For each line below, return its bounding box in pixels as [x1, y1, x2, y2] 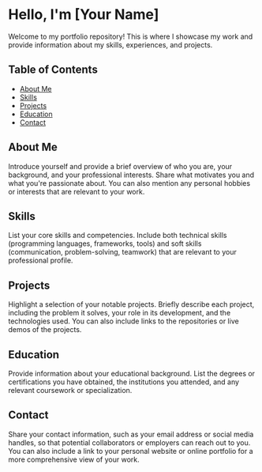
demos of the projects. [8, 325, 82, 334]
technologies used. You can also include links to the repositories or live [8, 316, 239, 326]
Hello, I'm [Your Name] [8, 6, 159, 24]
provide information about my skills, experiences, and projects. [8, 40, 213, 49]
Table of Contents [8, 63, 99, 77]
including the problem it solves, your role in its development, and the [8, 308, 231, 318]
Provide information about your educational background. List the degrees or [8, 369, 255, 378]
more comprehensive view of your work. [8, 455, 140, 464]
